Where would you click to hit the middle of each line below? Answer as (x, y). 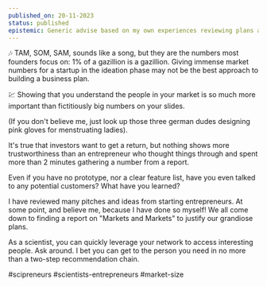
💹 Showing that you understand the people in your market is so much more (132, 95)
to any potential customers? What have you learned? (94, 186)
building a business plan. (49, 79)
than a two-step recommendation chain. (74, 259)
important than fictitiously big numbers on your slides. (97, 106)
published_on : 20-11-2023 (51, 16)
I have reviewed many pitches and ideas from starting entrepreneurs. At (126, 202)
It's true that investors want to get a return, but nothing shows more (119, 145)
